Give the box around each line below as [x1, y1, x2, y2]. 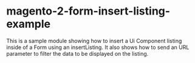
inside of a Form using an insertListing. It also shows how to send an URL [6, 44, 190, 51]
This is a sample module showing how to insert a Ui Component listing [6, 37, 182, 44]
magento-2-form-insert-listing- [6, 4, 171, 18]
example [6, 17, 51, 31]
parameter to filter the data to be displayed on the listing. [6, 50, 149, 57]
